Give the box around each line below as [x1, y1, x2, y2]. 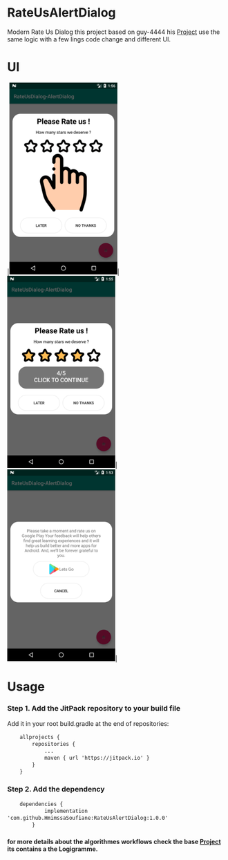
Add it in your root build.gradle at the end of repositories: [7, 719, 169, 727]
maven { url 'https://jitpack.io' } [44, 754, 150, 761]
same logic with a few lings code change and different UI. [7, 35, 171, 43]
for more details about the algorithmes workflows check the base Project [7, 837, 221, 845]
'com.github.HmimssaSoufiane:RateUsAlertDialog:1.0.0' [7, 814, 169, 821]
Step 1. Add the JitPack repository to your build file [7, 704, 181, 713]
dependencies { [19, 801, 64, 807]
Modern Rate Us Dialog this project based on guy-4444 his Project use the [7, 28, 220, 36]
